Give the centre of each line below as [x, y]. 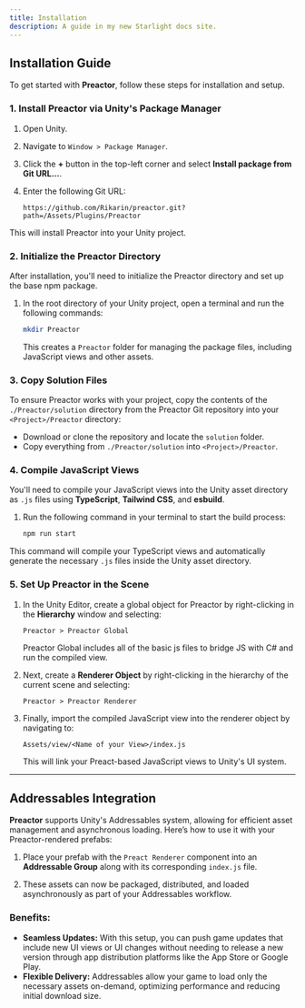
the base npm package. [54, 285]
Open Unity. [45, 128]
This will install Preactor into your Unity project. [98, 232]
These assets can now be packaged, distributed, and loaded [136, 884]
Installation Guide [60, 63]
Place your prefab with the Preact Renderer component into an [140, 857]
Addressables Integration [83, 798]
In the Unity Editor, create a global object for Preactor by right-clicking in [158, 604]
